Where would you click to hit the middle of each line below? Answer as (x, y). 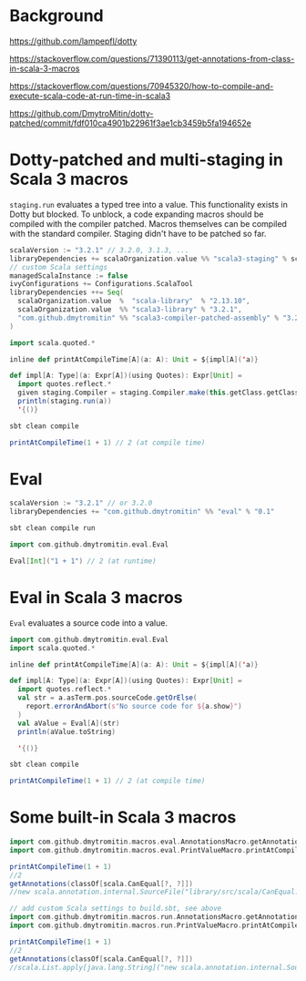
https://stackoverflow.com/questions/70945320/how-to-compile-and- (142, 86)
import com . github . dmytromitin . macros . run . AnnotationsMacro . (128, 917)
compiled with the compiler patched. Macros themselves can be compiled (148, 223)
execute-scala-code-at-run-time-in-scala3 (90, 96)
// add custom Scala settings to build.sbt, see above (116, 909)
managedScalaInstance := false (69, 276)
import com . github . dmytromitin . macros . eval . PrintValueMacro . (128, 850)
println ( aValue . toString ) (67, 731)
